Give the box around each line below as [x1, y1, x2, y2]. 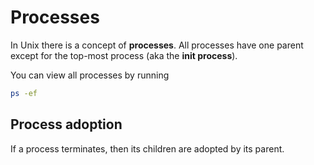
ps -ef [10, 88, 38, 98]
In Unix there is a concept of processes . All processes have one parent [10, 39, 304, 51]
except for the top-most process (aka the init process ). [10, 49, 238, 61]
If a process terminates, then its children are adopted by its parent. [10, 142, 285, 155]
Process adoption [10, 116, 123, 133]
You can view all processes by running [10, 69, 170, 81]
